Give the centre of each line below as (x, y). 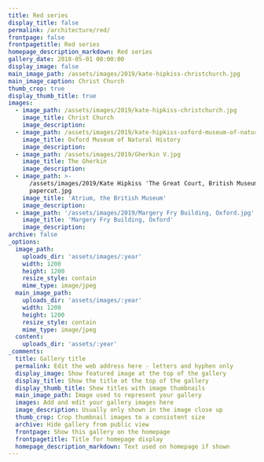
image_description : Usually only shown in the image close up (119, 410)
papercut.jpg (50, 191)
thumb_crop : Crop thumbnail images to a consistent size (110, 417)
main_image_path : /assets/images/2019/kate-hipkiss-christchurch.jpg (125, 74)
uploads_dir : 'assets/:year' (70, 344)
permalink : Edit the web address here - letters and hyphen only (125, 366)
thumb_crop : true (37, 88)
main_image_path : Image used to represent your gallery (108, 395)
